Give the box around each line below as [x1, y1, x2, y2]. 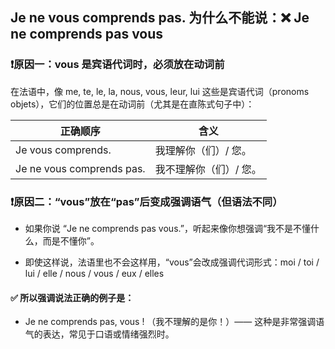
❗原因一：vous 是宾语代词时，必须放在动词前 [10, 58, 225, 72]
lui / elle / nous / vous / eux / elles [24, 267, 165, 279]
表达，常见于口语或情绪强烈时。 [42, 328, 175, 340]
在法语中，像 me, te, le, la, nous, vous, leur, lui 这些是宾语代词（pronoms [10, 85, 310, 97]
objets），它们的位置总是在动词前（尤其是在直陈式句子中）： [10, 98, 255, 110]
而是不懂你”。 [42, 234, 100, 247]
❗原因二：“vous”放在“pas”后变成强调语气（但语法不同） [10, 194, 283, 208]
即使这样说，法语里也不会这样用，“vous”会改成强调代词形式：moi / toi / [24, 256, 320, 268]
